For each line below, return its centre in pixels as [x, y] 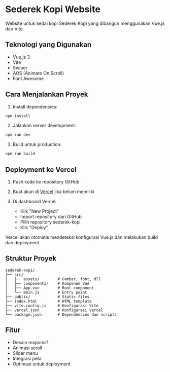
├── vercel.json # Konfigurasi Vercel [54, 310]
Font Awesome [28, 78]
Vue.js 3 [21, 57]
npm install [18, 116]
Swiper [20, 67]
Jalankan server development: [44, 126]
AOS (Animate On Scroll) [38, 73]
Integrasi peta [27, 358]
